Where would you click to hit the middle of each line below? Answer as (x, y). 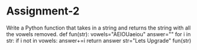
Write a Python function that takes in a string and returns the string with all (98, 28)
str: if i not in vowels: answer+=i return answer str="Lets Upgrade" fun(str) (99, 40)
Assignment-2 (43, 11)
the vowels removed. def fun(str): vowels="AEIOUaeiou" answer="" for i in (98, 34)
